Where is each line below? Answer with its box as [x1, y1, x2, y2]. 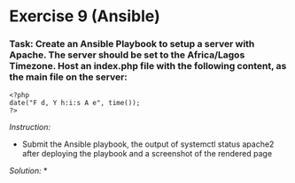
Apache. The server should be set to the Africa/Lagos [9, 49, 245, 61]
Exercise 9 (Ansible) [9, 6, 161, 27]
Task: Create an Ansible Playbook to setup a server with [9, 38, 255, 50]
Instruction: [9, 122, 51, 133]
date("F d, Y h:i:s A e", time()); [9, 99, 141, 108]
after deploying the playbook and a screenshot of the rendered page [21, 149, 273, 159]
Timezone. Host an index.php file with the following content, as [9, 60, 287, 72]
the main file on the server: [9, 71, 128, 83]
